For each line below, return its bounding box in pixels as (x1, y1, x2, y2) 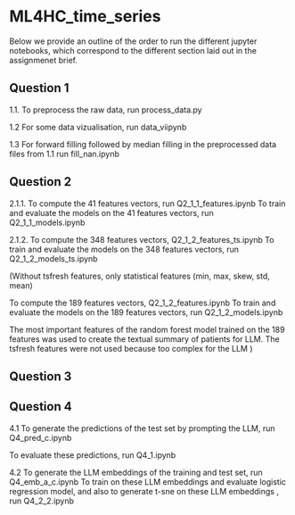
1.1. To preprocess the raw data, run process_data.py (9, 104, 202, 115)
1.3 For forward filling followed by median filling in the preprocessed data (9, 138, 277, 149)
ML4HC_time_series (9, 6, 161, 27)
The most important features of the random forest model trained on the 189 (9, 324, 285, 335)
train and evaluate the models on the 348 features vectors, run (9, 244, 239, 254)
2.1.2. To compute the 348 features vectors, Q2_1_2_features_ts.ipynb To (9, 234, 275, 245)
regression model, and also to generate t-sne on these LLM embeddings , (9, 486, 279, 496)
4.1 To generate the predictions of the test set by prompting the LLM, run (9, 422, 275, 434)
